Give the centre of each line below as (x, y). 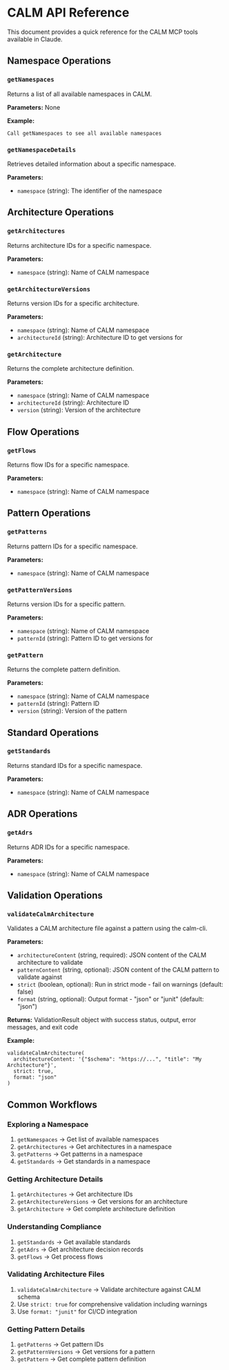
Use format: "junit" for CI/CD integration (77, 1311)
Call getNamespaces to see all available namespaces (84, 133)
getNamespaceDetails (42, 149)
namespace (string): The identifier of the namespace (89, 191)
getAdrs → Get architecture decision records (80, 1249)
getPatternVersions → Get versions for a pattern (86, 1352)
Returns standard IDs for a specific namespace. (75, 765)
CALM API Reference (68, 13)
